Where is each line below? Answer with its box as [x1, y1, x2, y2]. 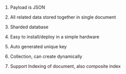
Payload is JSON [10, 5, 46, 10]
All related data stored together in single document [10, 14, 116, 20]
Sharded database [10, 24, 49, 30]
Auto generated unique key [10, 44, 67, 50]
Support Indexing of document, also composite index [10, 63, 121, 69]
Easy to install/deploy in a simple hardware [10, 34, 100, 40]
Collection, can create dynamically [10, 53, 82, 59]
